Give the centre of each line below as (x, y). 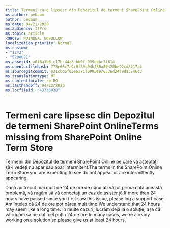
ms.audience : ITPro (26, 29)
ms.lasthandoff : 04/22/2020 (35, 85)
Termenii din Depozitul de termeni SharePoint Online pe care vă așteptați (81, 162)
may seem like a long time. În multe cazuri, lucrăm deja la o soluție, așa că (83, 209)
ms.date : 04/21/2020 (27, 24)
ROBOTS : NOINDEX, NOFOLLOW (34, 39)
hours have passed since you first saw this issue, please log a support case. (85, 199)
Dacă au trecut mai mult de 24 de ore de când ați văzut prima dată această (84, 188)
